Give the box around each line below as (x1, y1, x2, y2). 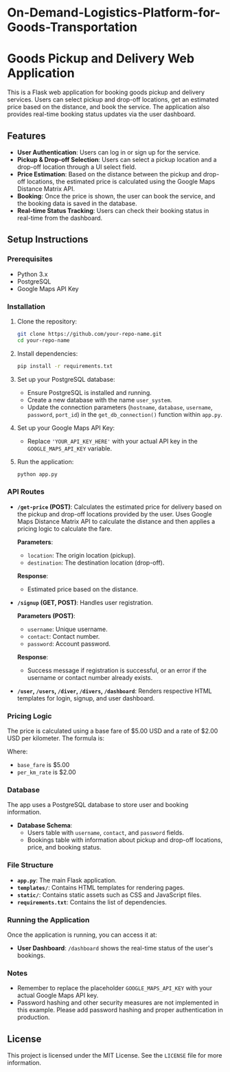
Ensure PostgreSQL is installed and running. (27, 388, 152, 396)
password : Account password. (27, 639, 111, 648)
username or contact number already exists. (27, 673, 153, 681)
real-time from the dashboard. (16, 214, 103, 222)
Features (7, 130, 46, 141)
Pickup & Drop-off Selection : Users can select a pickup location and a (16, 155, 218, 163)
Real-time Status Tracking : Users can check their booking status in (16, 206, 209, 214)
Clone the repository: (16, 317, 78, 326)
